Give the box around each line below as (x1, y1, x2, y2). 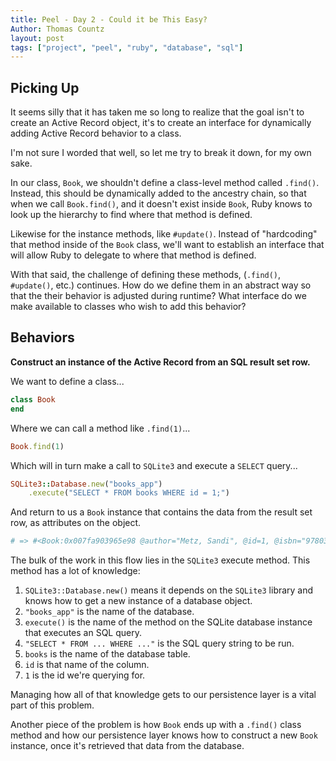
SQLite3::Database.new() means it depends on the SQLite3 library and (24, 584, 314, 596)
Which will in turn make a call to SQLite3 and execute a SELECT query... (10, 459, 298, 471)
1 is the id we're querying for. (24, 669, 146, 681)
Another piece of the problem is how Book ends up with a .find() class (10, 719, 302, 731)
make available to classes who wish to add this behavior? (10, 301, 247, 313)
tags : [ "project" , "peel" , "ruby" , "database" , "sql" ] (10, 42, 244, 53)
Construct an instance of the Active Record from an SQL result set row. (10, 356, 311, 368)
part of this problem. (10, 699, 95, 711)
